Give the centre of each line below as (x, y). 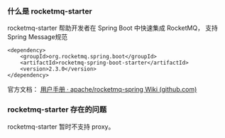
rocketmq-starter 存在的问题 (57, 110)
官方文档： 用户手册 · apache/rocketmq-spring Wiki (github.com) (102, 90)
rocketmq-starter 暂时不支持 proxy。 (61, 127)
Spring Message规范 (38, 37)
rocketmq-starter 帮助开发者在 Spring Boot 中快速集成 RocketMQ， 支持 (113, 28)
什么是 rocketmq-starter (50, 11)
